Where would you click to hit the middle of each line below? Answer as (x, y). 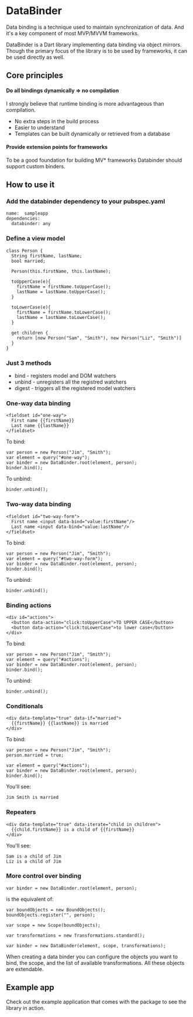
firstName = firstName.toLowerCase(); (64, 312)
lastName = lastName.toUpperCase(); (61, 291)
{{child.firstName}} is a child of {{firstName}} (73, 829)
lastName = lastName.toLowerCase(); (61, 317)
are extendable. (25, 969)
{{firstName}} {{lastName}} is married (60, 723)
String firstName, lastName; (47, 256)
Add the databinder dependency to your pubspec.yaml (86, 202)
